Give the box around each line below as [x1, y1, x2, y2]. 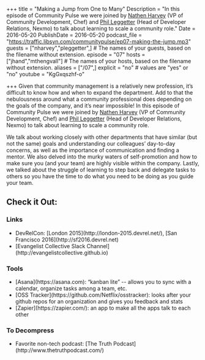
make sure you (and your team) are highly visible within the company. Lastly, [6, 160, 199, 166]
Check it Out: [6, 197, 58, 208]
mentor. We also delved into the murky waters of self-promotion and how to [6, 153, 198, 160]
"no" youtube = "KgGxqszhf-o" [6, 71, 85, 77]
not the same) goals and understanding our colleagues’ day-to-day [6, 140, 176, 147]
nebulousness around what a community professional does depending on [6, 95, 192, 103]
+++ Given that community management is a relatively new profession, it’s [6, 82, 193, 90]
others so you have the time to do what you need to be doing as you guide [6, 173, 194, 180]
